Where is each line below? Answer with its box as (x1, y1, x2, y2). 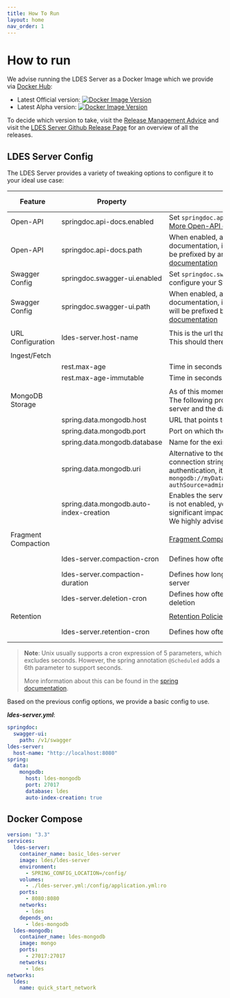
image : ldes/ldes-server (19, 857, 90, 863)
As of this (168, 387, 200, 397)
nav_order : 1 (7, 23, 44, 30)
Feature (19, 197, 46, 207)
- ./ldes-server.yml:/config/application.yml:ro (25, 883, 167, 890)
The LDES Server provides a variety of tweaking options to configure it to (7, 169, 214, 177)
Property (97, 197, 127, 207)
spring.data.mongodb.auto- (61, 499, 152, 509)
